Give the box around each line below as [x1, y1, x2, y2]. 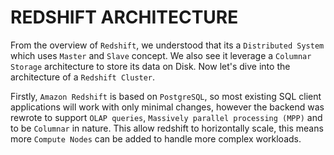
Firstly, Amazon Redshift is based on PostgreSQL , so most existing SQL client [10, 90, 322, 102]
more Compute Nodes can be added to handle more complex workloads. [10, 132, 302, 145]
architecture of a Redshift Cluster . [10, 71, 156, 83]
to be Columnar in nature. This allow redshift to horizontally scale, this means [10, 122, 324, 134]
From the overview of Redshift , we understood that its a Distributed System [10, 39, 325, 51]
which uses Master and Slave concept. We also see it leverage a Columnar [10, 49, 312, 61]
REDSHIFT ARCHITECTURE [10, 6, 239, 29]
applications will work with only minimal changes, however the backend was [10, 101, 325, 113]
